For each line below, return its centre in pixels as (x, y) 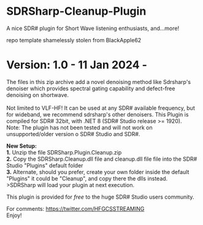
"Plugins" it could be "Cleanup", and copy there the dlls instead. (87, 178)
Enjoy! (14, 215)
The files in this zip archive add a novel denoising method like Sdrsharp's (99, 82)
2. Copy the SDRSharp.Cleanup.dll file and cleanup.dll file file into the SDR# (102, 159)
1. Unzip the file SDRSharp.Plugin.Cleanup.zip (64, 152)
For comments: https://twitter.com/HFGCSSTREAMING (75, 208)
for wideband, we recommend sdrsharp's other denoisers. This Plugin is (98, 114)
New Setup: (21, 146)
